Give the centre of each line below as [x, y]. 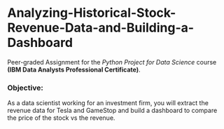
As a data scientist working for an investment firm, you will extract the [108, 103]
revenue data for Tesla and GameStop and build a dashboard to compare [112, 111]
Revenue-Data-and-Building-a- [101, 28]
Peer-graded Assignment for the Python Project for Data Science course [112, 62]
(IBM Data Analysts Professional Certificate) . [74, 69]
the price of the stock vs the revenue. [61, 118]
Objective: [25, 88]
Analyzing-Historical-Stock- [92, 13]
